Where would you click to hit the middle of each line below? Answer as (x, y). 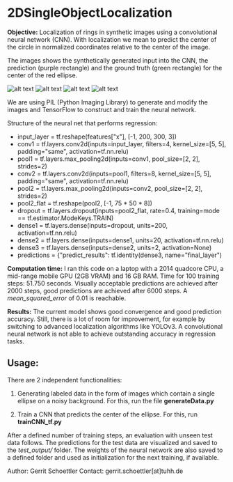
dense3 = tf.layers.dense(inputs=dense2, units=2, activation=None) (114, 247)
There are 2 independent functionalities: (65, 380)
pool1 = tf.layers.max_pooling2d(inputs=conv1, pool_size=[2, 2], (109, 159)
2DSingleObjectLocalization (90, 13)
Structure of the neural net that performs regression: (82, 123)
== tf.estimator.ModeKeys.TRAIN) (65, 218)
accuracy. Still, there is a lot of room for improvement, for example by (106, 319)
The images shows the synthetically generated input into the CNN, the (108, 60)
